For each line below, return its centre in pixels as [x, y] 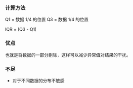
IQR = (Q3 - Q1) [21, 29]
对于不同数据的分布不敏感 [38, 81]
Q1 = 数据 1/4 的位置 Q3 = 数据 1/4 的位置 [47, 20]
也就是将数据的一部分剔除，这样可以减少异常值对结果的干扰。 [68, 55]
